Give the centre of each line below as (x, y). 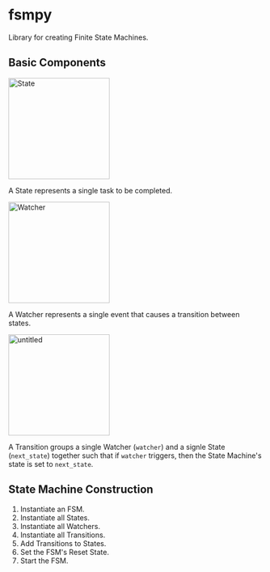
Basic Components (57, 63)
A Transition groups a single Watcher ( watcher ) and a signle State (117, 447)
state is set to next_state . (51, 464)
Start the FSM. (44, 561)
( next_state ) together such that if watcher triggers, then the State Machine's (135, 455)
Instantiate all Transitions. (63, 535)
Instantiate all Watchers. (60, 526)
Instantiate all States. (55, 517)
